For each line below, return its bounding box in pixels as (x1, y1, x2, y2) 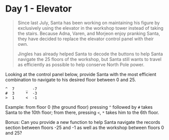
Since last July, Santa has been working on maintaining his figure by (17, 20, 160, 26)
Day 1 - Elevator (5, 3, 72, 15)
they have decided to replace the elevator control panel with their (17, 36, 154, 42)
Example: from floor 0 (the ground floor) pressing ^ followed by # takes (5, 104, 153, 110)
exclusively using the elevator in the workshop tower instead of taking (17, 25, 163, 31)
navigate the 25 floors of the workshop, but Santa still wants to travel (17, 56, 162, 62)
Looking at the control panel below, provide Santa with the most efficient (5, 71, 157, 77)
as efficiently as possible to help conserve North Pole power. (17, 61, 145, 67)
